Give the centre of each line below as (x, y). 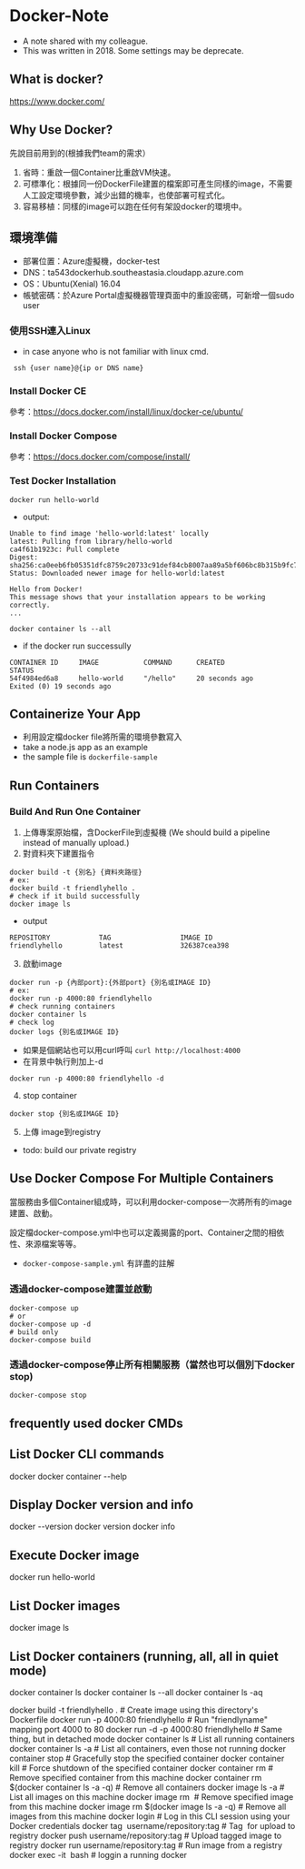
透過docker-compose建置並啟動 (81, 1289)
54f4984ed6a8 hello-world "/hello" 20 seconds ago (132, 678)
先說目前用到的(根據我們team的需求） (80, 153)
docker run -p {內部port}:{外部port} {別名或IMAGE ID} (110, 983)
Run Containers (54, 785)
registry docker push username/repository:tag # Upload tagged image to (146, 1835)
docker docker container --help (68, 1476)
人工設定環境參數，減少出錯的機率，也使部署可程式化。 (126, 195)
